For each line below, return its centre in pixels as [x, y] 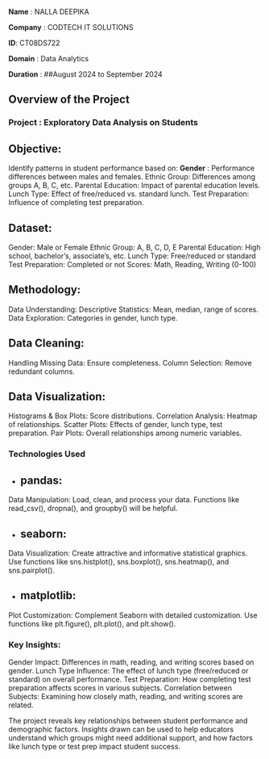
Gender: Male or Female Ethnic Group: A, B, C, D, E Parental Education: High [134, 247]
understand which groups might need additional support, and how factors [131, 738]
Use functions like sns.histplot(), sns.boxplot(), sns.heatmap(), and [119, 561]
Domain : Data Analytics [49, 59]
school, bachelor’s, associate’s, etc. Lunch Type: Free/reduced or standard [132, 256]
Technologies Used [47, 454]
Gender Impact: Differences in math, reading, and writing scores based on [131, 662]
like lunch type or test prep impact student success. [95, 747]
